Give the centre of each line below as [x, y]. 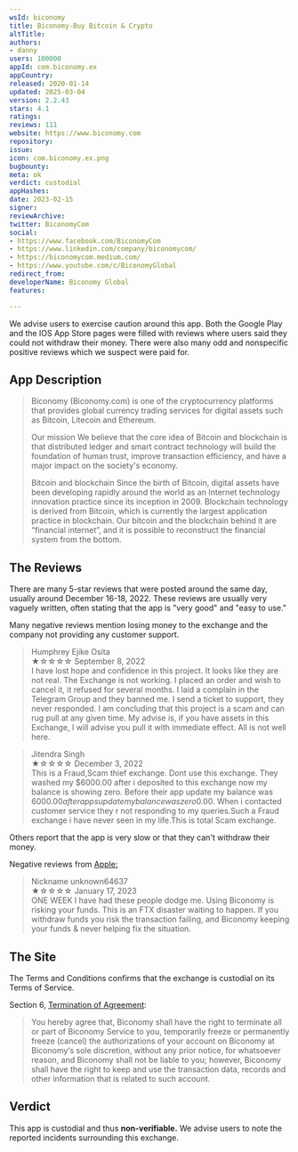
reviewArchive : [37, 216]
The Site [33, 957]
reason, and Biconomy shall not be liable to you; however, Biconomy [156, 1059]
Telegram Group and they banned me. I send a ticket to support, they [157, 699]
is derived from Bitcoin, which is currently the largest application [149, 512]
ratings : [25, 117]
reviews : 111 [33, 125]
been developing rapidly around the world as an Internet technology [156, 492]
